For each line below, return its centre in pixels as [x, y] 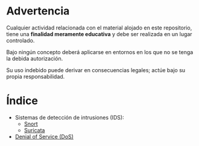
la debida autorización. [35, 58]
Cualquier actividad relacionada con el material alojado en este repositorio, [99, 28]
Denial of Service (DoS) [44, 136]
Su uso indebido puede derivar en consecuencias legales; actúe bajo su [96, 70]
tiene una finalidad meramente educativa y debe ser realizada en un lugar [99, 34]
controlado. [21, 40]
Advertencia [38, 11]
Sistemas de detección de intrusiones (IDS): [70, 117]
